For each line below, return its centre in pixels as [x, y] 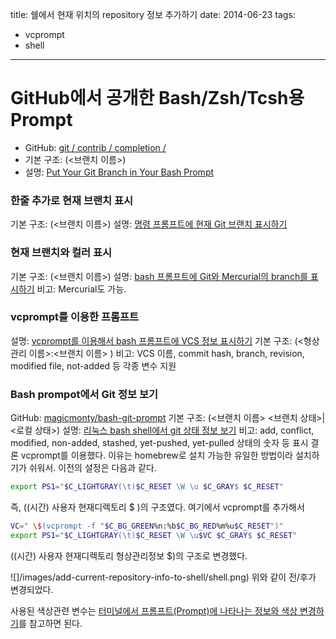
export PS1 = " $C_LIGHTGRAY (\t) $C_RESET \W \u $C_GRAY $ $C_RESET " [147, 487]
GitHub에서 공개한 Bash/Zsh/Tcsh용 [157, 98]
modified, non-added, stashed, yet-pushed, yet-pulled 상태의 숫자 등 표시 [159, 443]
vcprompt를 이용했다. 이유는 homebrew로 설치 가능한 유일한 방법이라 [156, 455]
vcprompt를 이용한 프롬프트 [75, 317]
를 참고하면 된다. [50, 623]
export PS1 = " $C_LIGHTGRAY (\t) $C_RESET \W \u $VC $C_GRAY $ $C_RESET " [154, 535]
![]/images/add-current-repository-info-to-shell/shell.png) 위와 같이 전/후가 [163, 577]
